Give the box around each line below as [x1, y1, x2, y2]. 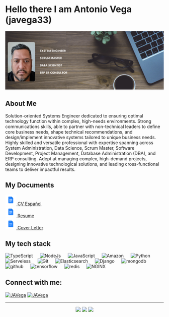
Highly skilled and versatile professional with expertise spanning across [5, 140, 153, 146]
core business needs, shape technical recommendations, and [5, 129, 133, 135]
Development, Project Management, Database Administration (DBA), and [5, 150, 156, 156]
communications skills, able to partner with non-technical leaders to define [5, 123, 160, 130]
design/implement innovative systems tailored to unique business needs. [5, 134, 156, 140]
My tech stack [5, 239, 51, 248]
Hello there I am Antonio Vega [5, 4, 132, 15]
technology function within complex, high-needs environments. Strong [5, 118, 152, 124]
